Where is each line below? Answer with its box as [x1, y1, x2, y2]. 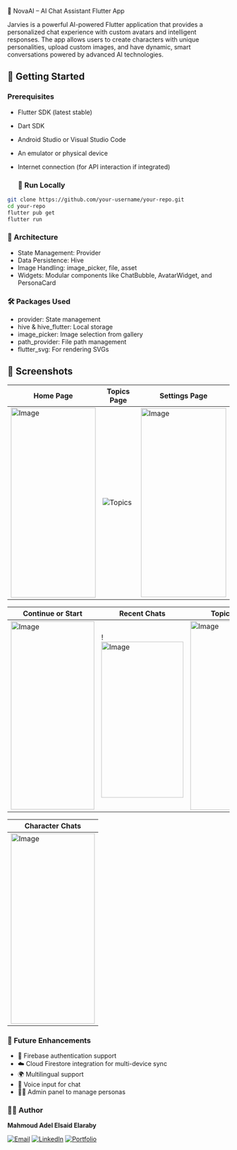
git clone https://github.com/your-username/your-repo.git [7, 196, 185, 203]
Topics [107, 386, 130, 396]
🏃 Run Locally [17, 180, 66, 190]
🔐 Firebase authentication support [17, 1051, 117, 1060]
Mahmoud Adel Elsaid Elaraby [7, 1121, 97, 1130]
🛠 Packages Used [7, 296, 71, 306]
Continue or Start [23, 608, 83, 618]
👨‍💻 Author [7, 1106, 44, 1115]
